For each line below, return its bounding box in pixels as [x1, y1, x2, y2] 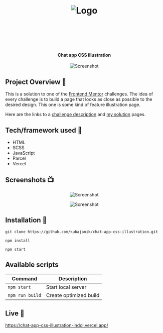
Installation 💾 [5, 216, 47, 225]
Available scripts [5, 261, 59, 269]
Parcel [12, 155, 26, 161]
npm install [5, 238, 30, 243]
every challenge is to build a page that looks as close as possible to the [5, 96, 152, 102]
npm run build [8, 292, 42, 298]
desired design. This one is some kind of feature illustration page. [5, 101, 141, 108]
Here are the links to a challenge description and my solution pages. [5, 112, 146, 118]
